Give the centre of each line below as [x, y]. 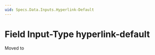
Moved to [14, 48]
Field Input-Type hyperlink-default [77, 34]
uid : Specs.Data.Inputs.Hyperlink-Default [49, 10]
